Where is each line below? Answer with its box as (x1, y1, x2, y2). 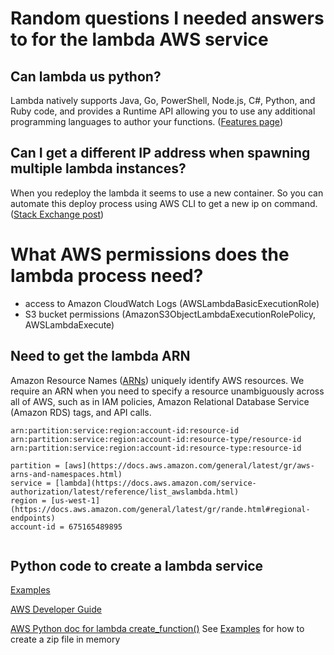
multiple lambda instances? (10, 160, 187, 177)
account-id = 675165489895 (10, 522, 123, 532)
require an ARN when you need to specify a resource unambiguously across (10, 385, 325, 397)
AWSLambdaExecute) (24, 318, 115, 331)
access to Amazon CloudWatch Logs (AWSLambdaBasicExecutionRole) (24, 297, 320, 309)
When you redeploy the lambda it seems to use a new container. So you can (10, 187, 324, 199)
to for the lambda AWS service (10, 28, 269, 51)
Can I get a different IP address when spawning (10, 145, 311, 162)
